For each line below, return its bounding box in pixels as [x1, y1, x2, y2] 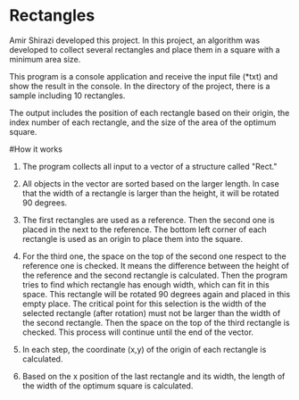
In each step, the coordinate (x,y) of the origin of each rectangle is [21, 344, 267, 354]
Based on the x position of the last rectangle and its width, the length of [21, 371, 286, 381]
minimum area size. [9, 54, 81, 64]
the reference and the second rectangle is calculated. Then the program [21, 270, 288, 280]
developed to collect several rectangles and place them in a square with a [9, 44, 280, 54]
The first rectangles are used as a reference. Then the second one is [21, 214, 275, 225]
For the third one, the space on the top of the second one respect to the [21, 251, 287, 262]
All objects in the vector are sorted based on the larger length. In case [21, 178, 279, 188]
